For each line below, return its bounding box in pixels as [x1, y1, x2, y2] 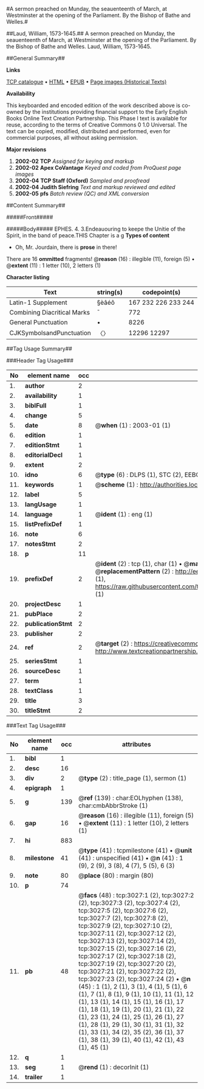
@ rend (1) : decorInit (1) [78, 1063, 149, 1071]
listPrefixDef [25, 520, 63, 528]
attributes [121, 740, 151, 748]
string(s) [97, 288, 123, 296]
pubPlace [25, 610, 53, 618]
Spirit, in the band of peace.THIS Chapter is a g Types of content [6, 232, 170, 239]
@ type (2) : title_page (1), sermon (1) [78, 774, 187, 782]
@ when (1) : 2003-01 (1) [95, 421, 171, 430]
